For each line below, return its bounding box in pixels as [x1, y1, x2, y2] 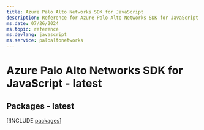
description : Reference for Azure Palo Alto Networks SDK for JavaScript [6, 15, 199, 21]
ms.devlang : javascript [6, 32, 67, 38]
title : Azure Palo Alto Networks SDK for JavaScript [6, 9, 144, 15]
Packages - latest [6, 101, 75, 111]
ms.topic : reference [6, 26, 59, 32]
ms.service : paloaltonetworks [6, 37, 84, 43]
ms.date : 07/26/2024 [6, 20, 59, 26]
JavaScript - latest [6, 77, 102, 90]
